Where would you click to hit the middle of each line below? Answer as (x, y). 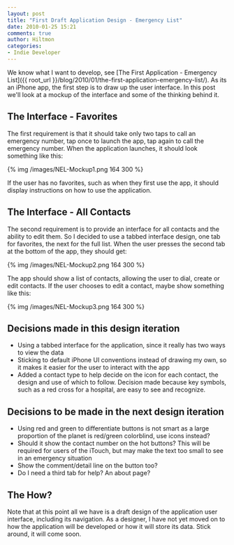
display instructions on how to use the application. (80, 190)
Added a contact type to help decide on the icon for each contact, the (118, 375)
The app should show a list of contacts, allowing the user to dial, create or (114, 278)
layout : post (26, 14)
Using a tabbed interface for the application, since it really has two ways (121, 345)
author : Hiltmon (31, 40)
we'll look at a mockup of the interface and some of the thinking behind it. (114, 94)
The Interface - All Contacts (69, 212)
